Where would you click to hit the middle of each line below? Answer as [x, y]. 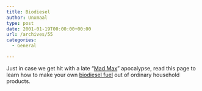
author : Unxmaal [27, 18]
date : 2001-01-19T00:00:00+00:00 [49, 29]
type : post [20, 23]
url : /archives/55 [30, 35]
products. [18, 81]
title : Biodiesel [28, 12]
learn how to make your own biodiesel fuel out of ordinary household [93, 75]
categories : [21, 40]
